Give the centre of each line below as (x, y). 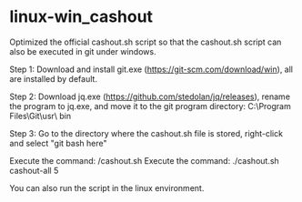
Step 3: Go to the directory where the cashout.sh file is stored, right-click (146, 133)
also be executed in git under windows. (83, 51)
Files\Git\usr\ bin (40, 116)
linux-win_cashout (81, 17)
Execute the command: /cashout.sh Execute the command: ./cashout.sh (144, 160)
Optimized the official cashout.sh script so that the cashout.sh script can (146, 42)
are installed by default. (54, 78)
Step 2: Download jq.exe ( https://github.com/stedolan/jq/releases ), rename (150, 96)
